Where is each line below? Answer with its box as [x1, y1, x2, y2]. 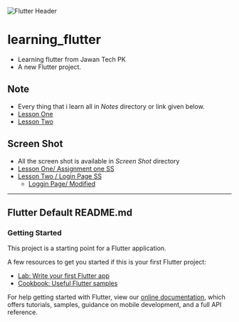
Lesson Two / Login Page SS [17, 171, 102, 181]
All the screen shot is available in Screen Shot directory [17, 156, 180, 165]
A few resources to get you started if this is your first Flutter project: [7, 258, 206, 267]
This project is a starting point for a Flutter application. [7, 244, 166, 252]
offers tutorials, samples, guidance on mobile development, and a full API [7, 301, 222, 309]
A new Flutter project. [17, 63, 82, 71]
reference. [7, 308, 38, 316]
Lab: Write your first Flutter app [17, 272, 110, 280]
